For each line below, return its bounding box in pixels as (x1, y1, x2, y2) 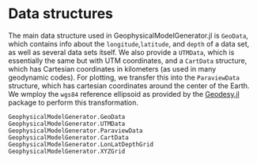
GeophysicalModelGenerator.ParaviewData (8, 127, 144, 135)
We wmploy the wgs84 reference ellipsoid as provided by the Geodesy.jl (8, 89, 240, 98)
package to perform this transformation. (8, 98, 139, 107)
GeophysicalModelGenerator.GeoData (8, 113, 126, 120)
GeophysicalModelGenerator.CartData (8, 133, 129, 142)
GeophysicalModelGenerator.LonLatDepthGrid (8, 140, 154, 148)
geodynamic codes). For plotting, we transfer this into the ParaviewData (8, 72, 240, 82)
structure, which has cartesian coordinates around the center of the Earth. (8, 80, 250, 91)
